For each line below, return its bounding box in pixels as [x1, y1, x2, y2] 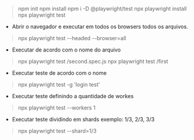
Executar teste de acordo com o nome [11, 69, 107, 77]
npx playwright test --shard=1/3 [17, 127, 97, 134]
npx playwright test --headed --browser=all [17, 35, 126, 41]
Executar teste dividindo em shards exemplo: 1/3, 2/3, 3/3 [11, 116, 155, 123]
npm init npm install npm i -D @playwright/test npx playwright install [17, 5, 187, 12]
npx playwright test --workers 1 [17, 104, 96, 111]
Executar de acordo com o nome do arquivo [11, 46, 121, 53]
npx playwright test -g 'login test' [17, 81, 100, 88]
